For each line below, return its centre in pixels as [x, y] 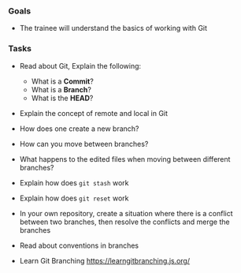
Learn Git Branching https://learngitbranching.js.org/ [105, 260]
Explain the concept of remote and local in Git [93, 113]
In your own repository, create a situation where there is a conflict [126, 213]
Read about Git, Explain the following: [80, 65]
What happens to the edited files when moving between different [125, 159]
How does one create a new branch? [79, 129]
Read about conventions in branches [79, 245]
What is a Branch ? [61, 89]
